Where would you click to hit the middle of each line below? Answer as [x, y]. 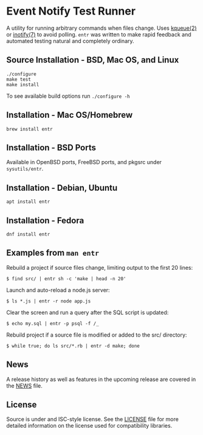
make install [23, 84]
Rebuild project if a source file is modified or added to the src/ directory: [97, 335]
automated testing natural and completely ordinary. [71, 41]
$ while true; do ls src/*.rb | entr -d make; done [73, 346]
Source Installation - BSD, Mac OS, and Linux [93, 60]
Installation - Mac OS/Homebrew [70, 115]
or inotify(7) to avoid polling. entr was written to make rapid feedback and [99, 34]
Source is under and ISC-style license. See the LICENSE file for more [93, 419]
